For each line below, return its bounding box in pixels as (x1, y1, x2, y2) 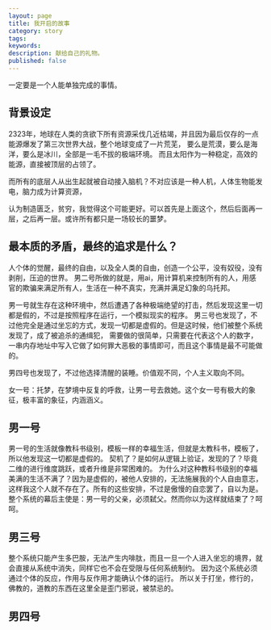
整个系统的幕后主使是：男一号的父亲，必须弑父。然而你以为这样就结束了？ (8, 494, 256, 504)
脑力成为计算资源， (22, 187, 86, 196)
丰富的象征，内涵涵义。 (29, 395, 107, 405)
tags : (8, 34, 27, 43)
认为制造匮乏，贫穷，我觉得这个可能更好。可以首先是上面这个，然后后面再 (8, 204, 256, 213)
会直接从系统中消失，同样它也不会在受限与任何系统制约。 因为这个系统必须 (8, 563, 258, 573)
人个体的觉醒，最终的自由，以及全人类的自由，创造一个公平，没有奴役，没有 (8, 262, 263, 272)
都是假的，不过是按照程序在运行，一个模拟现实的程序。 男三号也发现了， (8, 310, 251, 320)
